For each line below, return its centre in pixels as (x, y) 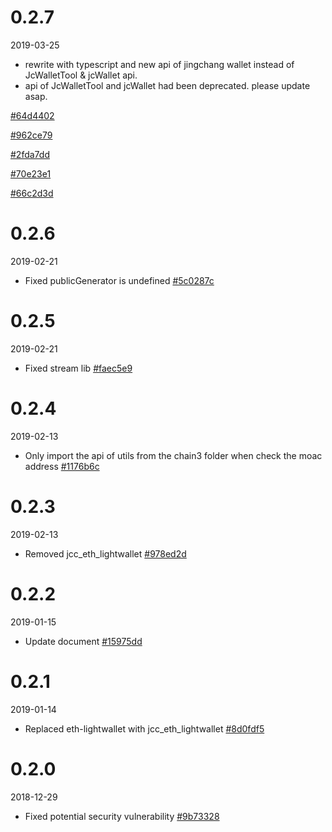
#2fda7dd (30, 154)
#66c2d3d (32, 193)
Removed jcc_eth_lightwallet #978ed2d (105, 553)
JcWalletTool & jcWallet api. (81, 75)
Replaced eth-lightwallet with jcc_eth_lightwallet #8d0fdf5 (144, 728)
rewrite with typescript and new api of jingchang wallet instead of (159, 64)
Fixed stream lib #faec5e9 (78, 368)
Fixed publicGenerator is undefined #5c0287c (119, 280)
